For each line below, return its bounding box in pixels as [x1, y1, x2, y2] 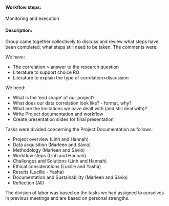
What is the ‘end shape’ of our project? [12, 95, 95, 101]
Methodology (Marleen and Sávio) [12, 147, 85, 153]
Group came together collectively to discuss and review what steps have [5, 38, 159, 45]
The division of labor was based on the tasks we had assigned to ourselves [5, 190, 164, 196]
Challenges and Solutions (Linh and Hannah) [12, 158, 107, 164]
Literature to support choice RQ [12, 69, 79, 75]
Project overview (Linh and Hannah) [12, 136, 89, 142]
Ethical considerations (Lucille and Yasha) [12, 163, 101, 170]
